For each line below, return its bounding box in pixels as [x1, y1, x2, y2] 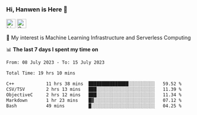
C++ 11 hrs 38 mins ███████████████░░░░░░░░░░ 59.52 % [6, 81, 182, 87]
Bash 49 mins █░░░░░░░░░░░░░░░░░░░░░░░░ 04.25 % [6, 103, 182, 109]
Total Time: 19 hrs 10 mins [6, 70, 76, 76]
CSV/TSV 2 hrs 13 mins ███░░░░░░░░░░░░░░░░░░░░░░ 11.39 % [6, 86, 182, 92]
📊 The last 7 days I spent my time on [6, 46, 99, 53]
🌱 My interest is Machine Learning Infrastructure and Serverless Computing [6, 34, 191, 41]
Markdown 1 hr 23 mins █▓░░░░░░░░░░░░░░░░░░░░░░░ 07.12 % [6, 97, 182, 103]
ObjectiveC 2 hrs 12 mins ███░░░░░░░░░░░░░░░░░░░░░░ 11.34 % [6, 91, 182, 98]
